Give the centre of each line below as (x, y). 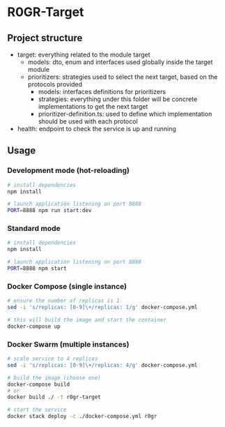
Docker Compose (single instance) (67, 286)
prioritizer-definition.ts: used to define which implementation (125, 114)
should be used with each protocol (88, 121)
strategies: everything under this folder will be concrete (118, 99)
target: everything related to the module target (84, 54)
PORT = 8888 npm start (37, 269)
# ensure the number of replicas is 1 (63, 301)
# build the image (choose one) (54, 377)
